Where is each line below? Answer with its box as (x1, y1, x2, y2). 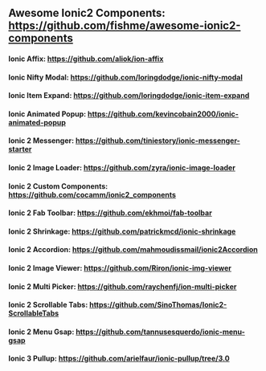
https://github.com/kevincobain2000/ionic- (87, 108, 239, 119)
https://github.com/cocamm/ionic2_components (8, 190, 177, 199)
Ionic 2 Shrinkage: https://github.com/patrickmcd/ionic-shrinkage (8, 226, 236, 236)
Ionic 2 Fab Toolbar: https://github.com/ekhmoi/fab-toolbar (8, 208, 213, 218)
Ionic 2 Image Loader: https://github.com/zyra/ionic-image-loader (8, 162, 235, 172)
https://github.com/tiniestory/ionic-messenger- (75, 136, 241, 145)
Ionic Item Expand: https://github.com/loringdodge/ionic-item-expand (8, 91, 250, 100)
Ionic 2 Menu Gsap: (8, 327, 75, 336)
